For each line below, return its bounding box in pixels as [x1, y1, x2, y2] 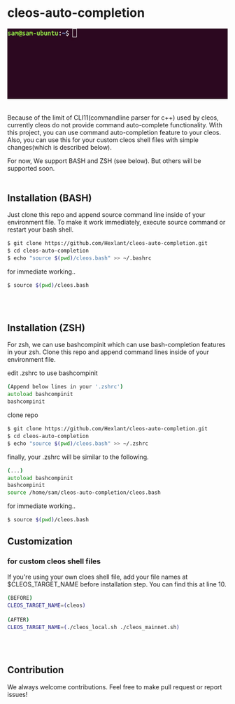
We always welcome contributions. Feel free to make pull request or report [7, 682, 222, 691]
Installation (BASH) [7, 192, 92, 204]
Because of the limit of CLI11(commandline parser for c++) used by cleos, [7, 113, 219, 122]
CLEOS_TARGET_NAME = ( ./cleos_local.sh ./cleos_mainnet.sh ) [7, 624, 180, 631]
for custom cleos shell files [7, 556, 101, 566]
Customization [7, 535, 73, 547]
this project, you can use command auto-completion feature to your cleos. [7, 128, 222, 137]
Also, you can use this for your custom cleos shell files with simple [7, 136, 199, 144]
